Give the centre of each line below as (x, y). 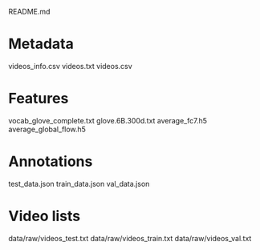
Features (39, 99)
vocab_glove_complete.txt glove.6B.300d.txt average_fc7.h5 (108, 120)
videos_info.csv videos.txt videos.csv (70, 66)
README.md (29, 12)
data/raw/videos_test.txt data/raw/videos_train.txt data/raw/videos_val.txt (130, 238)
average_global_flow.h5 (47, 129)
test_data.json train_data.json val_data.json (79, 183)
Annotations (51, 161)
